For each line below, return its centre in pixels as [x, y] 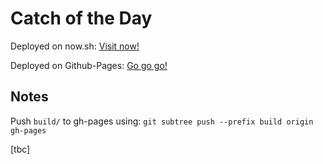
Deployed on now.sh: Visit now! [75, 46]
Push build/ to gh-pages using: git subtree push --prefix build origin [162, 121]
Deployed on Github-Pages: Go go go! [89, 65]
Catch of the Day [81, 18]
